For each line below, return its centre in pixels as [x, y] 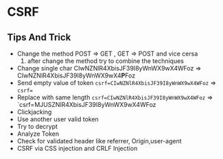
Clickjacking [34, 112]
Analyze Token [38, 134]
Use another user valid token [58, 119]
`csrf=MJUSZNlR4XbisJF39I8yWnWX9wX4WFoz [86, 105]
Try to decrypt [37, 126]
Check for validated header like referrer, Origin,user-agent [99, 141]
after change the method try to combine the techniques [105, 61]
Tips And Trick [39, 37]
